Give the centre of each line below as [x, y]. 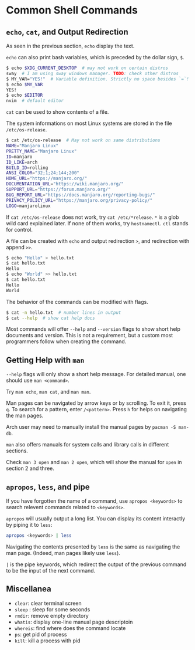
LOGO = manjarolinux [28, 206]
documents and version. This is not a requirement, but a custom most [90, 336]
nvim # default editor [35, 101]
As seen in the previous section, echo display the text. [70, 46]
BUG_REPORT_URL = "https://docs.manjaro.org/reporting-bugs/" [81, 195]
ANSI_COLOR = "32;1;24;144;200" [43, 173]
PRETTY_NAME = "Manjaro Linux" [41, 151]
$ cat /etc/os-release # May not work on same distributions [83, 141]
